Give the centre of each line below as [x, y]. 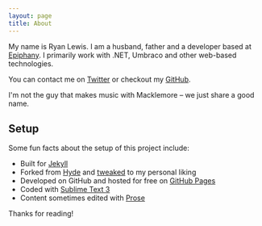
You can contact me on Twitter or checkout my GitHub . [100, 79]
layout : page [30, 16]
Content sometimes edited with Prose [82, 198]
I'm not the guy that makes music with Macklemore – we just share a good [131, 94]
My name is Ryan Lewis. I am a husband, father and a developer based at [130, 46]
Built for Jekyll [44, 164]
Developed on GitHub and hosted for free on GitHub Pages [118, 181]
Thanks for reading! [41, 214]
